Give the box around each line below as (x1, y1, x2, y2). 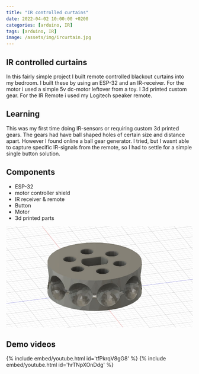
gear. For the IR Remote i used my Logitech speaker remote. (6, 92, 153, 99)
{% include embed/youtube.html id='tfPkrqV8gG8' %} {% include (6, 355, 166, 362)
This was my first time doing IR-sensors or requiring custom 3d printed (6, 124, 179, 132)
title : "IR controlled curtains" (6, 9, 89, 15)
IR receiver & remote (14, 196, 65, 203)
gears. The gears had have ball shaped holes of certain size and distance (6, 131, 185, 138)
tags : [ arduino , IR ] (6, 28, 57, 34)
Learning (6, 109, 40, 119)
